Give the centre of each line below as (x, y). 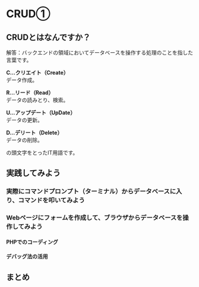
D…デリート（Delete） (34, 133)
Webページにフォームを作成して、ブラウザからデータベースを (94, 218)
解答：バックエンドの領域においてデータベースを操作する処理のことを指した (99, 52)
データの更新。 (24, 120)
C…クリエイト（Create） (38, 73)
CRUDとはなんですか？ (48, 37)
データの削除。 (24, 140)
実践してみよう (34, 173)
